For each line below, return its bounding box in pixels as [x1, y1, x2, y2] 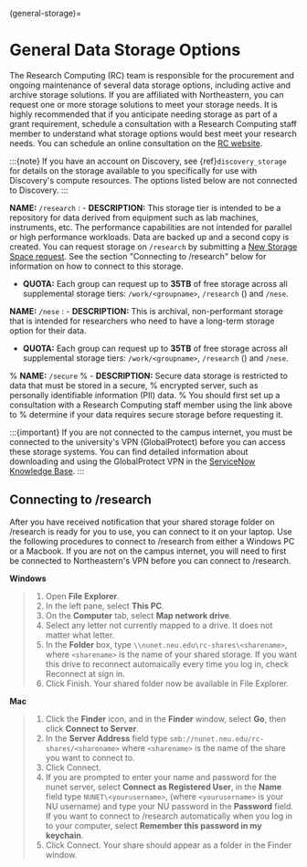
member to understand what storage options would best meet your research [9, 128, 297, 139]
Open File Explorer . [45, 590, 120, 601]
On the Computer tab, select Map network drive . [45, 609, 232, 620]
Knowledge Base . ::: [9, 465, 85, 476]
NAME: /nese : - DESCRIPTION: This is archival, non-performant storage [9, 305, 283, 316]
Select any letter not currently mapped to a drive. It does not [45, 619, 273, 630]
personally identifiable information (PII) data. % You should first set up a [9, 389, 281, 400]
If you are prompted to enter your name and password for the [45, 771, 277, 782]
